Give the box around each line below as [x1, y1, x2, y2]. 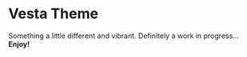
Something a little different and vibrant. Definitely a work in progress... [8, 31, 240, 40]
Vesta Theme [8, 5, 98, 23]
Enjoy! [8, 39, 30, 48]
